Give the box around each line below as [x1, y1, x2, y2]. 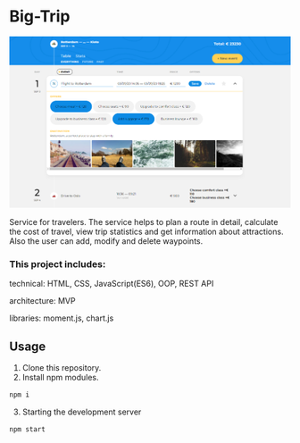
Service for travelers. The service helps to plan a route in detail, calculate [9, 216, 279, 227]
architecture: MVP [9, 296, 76, 306]
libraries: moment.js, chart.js [9, 313, 114, 323]
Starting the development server [21, 406, 142, 417]
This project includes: [9, 257, 106, 270]
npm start [9, 424, 46, 434]
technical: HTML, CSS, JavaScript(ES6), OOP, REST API [9, 279, 214, 289]
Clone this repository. [21, 362, 102, 372]
